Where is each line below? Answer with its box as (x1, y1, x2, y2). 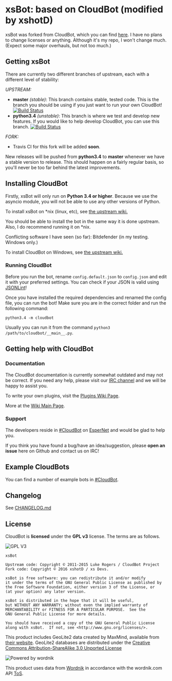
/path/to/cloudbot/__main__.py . (5, 330, 73, 336)
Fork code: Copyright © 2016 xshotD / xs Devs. (5, 566, 109, 572)
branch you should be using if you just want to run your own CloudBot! (12, 102, 163, 108)
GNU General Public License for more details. (5, 612, 107, 617)
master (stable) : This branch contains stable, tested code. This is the (12, 96, 159, 102)
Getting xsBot (5, 58, 50, 66)
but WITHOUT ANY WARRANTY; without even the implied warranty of (5, 602, 148, 608)
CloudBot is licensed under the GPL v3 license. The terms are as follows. (5, 533, 161, 540)
